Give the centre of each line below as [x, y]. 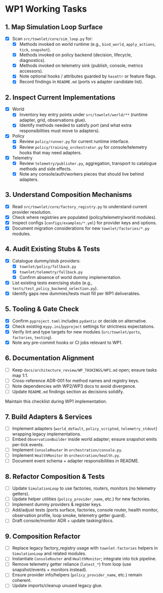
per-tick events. [28, 445]
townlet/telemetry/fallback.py [51, 272]
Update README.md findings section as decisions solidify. [68, 392]
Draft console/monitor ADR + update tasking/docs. [63, 521]
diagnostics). [32, 60]
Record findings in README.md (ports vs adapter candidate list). [81, 82]
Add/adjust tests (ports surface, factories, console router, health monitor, [85, 510]
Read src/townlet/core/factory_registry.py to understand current [80, 206]
